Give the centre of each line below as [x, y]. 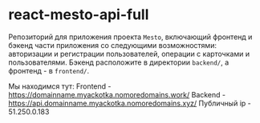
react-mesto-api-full [79, 15]
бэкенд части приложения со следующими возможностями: [112, 45]
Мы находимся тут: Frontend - [60, 86]
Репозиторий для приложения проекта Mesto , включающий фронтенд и [130, 37]
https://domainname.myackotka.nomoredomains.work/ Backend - [117, 94]
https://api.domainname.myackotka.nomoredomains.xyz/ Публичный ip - [130, 103]
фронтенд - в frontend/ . [49, 70]
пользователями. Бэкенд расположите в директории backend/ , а [119, 62]
